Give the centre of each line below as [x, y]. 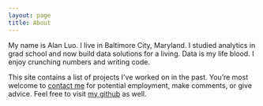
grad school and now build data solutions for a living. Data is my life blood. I [131, 53]
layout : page [30, 15]
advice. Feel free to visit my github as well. [77, 93]
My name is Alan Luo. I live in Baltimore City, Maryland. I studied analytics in [132, 45]
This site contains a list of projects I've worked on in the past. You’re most [128, 77]
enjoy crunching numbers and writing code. [79, 62]
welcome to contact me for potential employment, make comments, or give [130, 85]
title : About [30, 23]
